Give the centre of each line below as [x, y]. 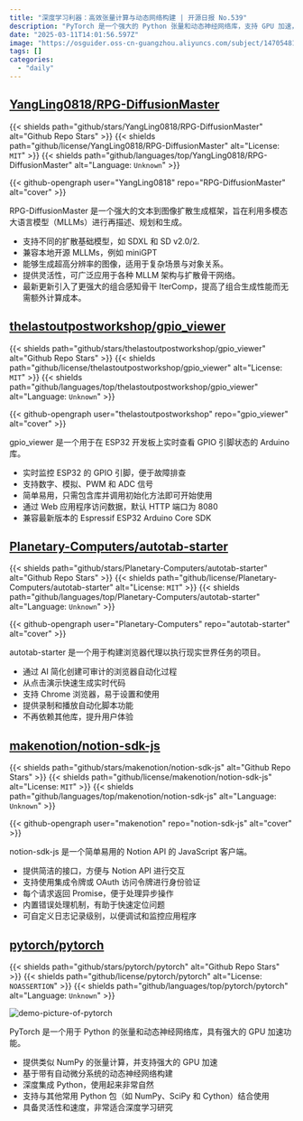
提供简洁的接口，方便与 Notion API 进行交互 [104, 871]
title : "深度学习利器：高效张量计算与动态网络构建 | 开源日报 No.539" [129, 18]
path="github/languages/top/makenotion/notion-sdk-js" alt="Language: [143, 797]
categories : [32, 60]
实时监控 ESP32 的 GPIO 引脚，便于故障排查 [104, 472]
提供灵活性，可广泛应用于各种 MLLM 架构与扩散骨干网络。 [131, 275]
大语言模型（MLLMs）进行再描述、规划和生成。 [98, 221]
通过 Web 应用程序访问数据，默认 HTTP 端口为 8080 [120, 506]
